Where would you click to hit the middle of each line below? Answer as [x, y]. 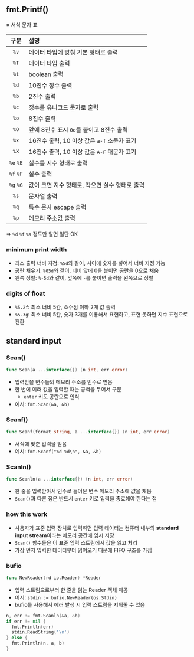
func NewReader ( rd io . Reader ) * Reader [54, 578]
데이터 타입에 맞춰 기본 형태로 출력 [73, 52]
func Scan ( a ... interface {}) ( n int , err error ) [67, 370]
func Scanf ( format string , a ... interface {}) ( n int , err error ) [88, 432]
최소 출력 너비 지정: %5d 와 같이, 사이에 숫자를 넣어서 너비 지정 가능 [90, 263]
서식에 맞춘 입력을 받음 [41, 444]
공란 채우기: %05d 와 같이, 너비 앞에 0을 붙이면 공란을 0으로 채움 [87, 270]
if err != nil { [26, 621]
